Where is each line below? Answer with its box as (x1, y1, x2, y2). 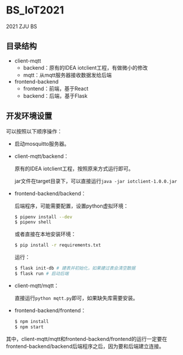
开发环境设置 (6, 111, 52, 121)
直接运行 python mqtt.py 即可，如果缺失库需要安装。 (14, 294, 139, 301)
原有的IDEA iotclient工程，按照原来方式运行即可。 (14, 165, 134, 172)
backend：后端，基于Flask (23, 92, 88, 99)
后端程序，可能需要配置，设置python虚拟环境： (14, 202, 129, 209)
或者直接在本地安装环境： (14, 230, 76, 237)
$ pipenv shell (14, 219, 52, 225)
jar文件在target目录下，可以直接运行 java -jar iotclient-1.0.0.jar (14, 177, 177, 184)
